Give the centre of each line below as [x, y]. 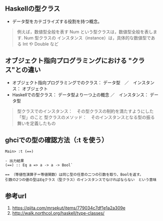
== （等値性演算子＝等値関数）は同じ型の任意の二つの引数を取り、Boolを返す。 [74, 175]
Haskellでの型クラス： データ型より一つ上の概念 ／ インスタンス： [80, 94]
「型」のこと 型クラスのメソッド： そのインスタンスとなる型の [81, 117]
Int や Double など [41, 44]
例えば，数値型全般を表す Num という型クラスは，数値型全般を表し [85, 32]
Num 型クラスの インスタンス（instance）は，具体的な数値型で [87, 37]
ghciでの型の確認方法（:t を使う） [57, 140]
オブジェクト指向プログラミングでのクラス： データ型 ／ [71, 82]
